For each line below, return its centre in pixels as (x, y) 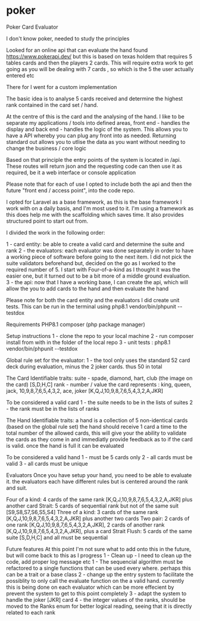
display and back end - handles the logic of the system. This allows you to (97, 129)
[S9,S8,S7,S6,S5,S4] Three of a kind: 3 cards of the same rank (82, 512)
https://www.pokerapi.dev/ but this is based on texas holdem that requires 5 (99, 56)
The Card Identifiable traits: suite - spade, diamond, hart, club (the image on (99, 378)
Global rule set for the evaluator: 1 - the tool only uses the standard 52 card (98, 360)
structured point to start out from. (47, 221)
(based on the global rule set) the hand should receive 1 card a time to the (97, 426)
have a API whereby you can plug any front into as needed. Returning (91, 136)
